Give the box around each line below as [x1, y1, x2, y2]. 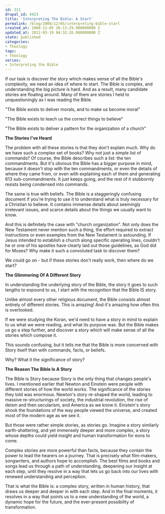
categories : [5, 40, 30, 44]
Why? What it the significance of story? [5, 356, 85, 363]
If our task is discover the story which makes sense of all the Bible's [5, 76, 143, 82]
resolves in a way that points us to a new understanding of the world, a [5, 494, 149, 500]
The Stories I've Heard [5, 135, 52, 141]
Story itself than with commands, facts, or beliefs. [5, 347, 106, 353]
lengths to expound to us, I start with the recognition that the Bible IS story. [5, 287, 157, 293]
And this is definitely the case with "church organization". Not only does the [5, 222, 159, 228]
